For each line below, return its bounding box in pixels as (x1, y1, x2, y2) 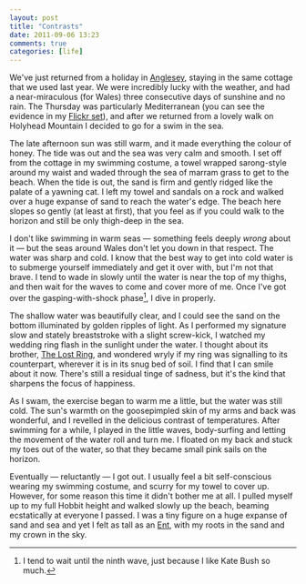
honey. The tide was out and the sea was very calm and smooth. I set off (9, 147, 282, 159)
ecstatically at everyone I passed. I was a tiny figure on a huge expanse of (9, 509, 288, 520)
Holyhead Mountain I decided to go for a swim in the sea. (9, 120, 225, 132)
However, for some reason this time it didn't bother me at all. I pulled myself (9, 490, 293, 501)
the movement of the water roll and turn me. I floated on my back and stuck (9, 434, 293, 445)
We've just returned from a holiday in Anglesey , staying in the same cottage (9, 72, 293, 83)
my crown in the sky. (9, 529, 87, 539)
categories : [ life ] (9, 47, 84, 56)
